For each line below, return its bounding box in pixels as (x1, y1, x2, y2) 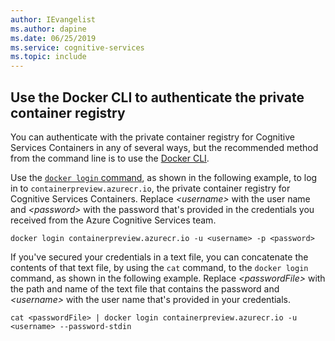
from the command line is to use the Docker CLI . (10, 152, 210, 164)
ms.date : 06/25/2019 (10, 33, 97, 43)
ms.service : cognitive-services (10, 42, 145, 53)
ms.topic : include (10, 52, 87, 62)
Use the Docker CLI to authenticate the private (10, 89, 305, 106)
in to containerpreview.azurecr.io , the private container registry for (10, 182, 291, 194)
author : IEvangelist (10, 14, 97, 25)
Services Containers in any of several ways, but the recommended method (10, 141, 319, 153)
